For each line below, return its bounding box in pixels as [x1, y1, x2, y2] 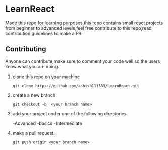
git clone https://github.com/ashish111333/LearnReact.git [12, 83, 140, 88]
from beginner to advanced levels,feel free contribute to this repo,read [5, 25, 152, 31]
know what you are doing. [5, 63, 60, 69]
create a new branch [12, 92, 56, 98]
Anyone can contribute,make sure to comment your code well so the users [5, 58, 160, 64]
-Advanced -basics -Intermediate [12, 120, 82, 126]
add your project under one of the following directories [12, 110, 127, 116]
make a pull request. [12, 130, 55, 136]
